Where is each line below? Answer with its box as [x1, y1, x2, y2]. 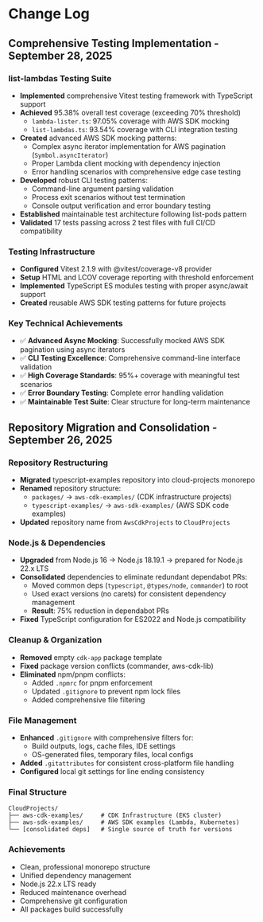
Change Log [8, 5, 90, 23]
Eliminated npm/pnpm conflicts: [19, 670, 126, 679]
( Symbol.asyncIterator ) [31, 150, 109, 159]
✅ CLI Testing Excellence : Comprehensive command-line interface [19, 354, 241, 363]
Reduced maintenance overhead [19, 887, 127, 897]
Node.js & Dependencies [8, 537, 106, 549]
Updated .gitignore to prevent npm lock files [31, 686, 181, 696]
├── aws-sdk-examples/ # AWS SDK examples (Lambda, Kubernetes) [8, 818, 240, 826]
